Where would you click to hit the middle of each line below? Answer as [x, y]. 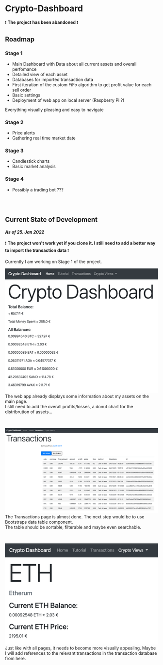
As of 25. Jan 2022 [25, 232]
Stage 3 [14, 151]
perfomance [24, 69]
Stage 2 [14, 122]
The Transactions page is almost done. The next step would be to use [75, 516]
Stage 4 [15, 179]
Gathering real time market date [44, 138]
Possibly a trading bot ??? [38, 190]
